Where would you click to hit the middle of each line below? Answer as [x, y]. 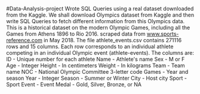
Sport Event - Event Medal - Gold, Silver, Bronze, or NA [74, 84]
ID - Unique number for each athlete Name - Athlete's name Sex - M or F [96, 59]
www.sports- [163, 34]
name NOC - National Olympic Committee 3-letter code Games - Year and [97, 72]
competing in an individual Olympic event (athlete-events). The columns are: [100, 53]
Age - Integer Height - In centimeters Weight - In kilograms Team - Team [96, 65]
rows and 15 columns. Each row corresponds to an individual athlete [90, 46]
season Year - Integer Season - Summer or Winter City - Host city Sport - [96, 78]
